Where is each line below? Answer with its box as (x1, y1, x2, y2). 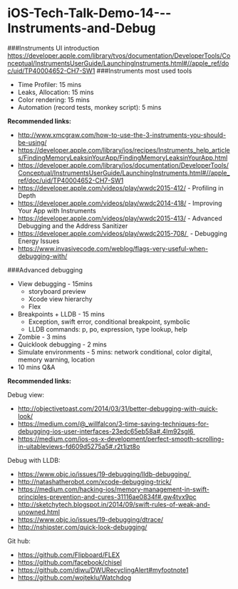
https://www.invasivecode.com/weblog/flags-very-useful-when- (17, 244, 209, 252)
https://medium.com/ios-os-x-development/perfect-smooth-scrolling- (17, 434, 224, 443)
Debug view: (7, 390, 45, 399)
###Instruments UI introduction (7, 43, 100, 52)
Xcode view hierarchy (28, 294, 93, 303)
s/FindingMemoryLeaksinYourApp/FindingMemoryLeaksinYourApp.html (17, 153, 228, 162)
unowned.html (17, 508, 61, 516)
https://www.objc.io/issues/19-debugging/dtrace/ (17, 515, 164, 523)
